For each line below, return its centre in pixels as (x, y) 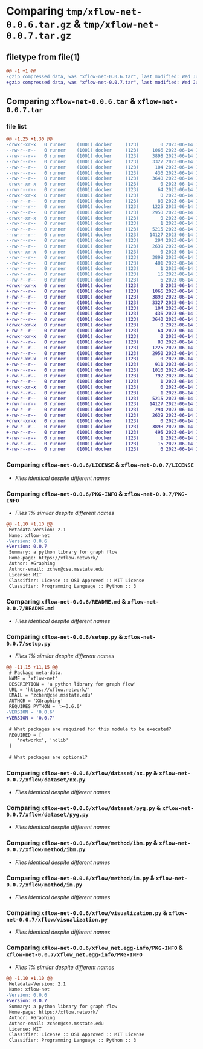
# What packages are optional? (48, 757)
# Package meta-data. (36, 673)
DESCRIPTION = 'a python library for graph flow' (72, 684)
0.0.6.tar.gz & (44, 24)
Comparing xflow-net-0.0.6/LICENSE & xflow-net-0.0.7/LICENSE (100, 465)
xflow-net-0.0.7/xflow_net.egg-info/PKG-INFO (75, 955)
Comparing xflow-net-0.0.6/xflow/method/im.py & (81, 878)
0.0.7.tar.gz (39, 36)
